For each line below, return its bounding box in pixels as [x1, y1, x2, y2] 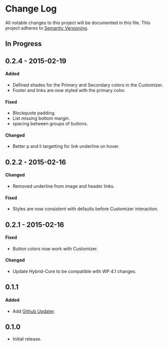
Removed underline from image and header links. [12, 183, 115, 189]
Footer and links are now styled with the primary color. [12, 87, 126, 93]
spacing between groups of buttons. [12, 121, 88, 127]
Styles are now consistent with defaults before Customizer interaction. [12, 206, 158, 212]
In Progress [5, 40, 42, 48]
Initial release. [12, 336, 42, 342]
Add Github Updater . [12, 308, 55, 314]
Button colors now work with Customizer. [12, 245, 98, 251]
